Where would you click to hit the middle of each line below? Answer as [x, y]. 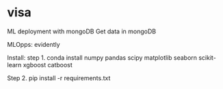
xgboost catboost [48, 65]
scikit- [207, 57]
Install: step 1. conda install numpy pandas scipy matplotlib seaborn [102, 57]
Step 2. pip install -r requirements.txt [59, 78]
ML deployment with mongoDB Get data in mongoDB [81, 31]
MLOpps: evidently [34, 44]
